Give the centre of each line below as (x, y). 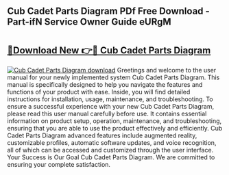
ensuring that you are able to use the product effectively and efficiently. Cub (115, 128)
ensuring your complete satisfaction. (59, 164)
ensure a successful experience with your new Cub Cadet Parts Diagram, (111, 106)
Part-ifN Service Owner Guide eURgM (89, 22)
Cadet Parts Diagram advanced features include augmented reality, (102, 135)
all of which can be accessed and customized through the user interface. (110, 150)
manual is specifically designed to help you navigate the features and (105, 84)
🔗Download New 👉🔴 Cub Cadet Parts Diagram (109, 50)
